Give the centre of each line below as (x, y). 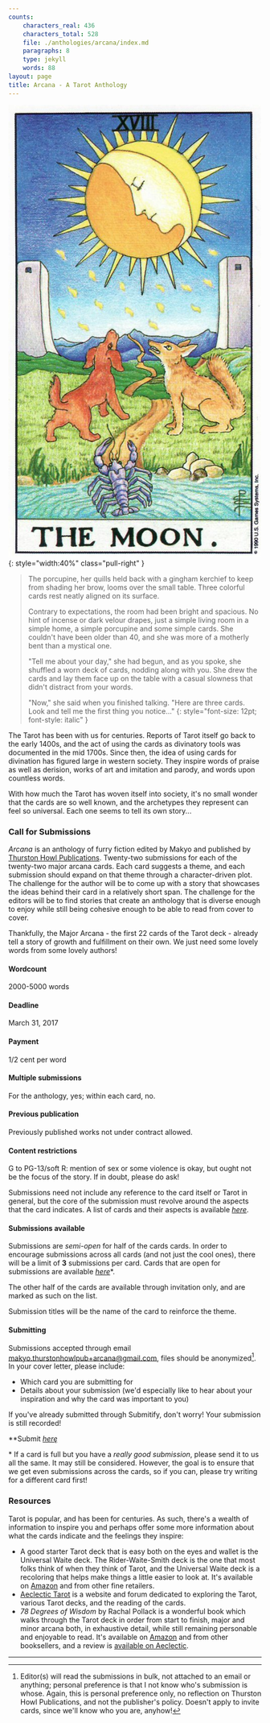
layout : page (30, 77)
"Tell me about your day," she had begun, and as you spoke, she (135, 661)
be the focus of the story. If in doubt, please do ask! (94, 1177)
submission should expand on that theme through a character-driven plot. (131, 875)
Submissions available (47, 1228)
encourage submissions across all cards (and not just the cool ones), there (132, 1255)
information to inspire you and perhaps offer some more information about (131, 1527)
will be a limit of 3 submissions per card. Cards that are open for (115, 1263)
